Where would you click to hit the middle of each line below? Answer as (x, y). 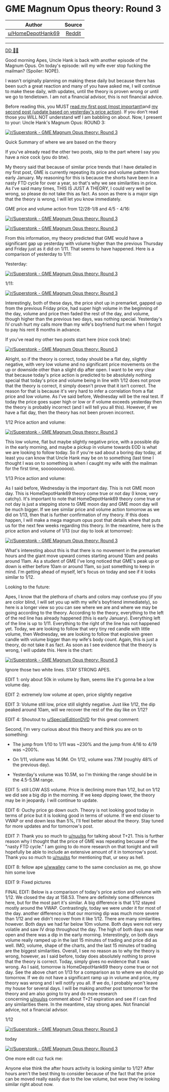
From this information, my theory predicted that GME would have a (74, 238)
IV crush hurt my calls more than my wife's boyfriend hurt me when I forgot (83, 324)
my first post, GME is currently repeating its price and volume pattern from (82, 172)
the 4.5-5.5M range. (33, 780)
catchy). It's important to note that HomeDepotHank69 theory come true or (83, 499)
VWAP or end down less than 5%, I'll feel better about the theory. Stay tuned (84, 821)
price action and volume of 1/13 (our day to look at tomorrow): (69, 531)
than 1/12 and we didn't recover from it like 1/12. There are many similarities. (83, 918)
